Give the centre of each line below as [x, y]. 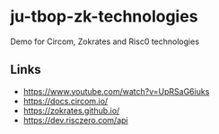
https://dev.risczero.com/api [75, 120]
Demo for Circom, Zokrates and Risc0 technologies [105, 41]
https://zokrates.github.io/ [71, 111]
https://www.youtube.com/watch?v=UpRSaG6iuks [116, 91]
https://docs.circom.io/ [66, 101]
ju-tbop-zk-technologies [104, 17]
